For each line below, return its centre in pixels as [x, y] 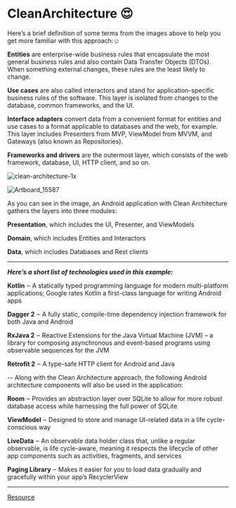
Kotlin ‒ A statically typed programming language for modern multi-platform [118, 285]
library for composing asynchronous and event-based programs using [109, 343]
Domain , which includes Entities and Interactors [77, 238]
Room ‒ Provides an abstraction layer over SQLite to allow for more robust [115, 398]
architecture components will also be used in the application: [95, 385]
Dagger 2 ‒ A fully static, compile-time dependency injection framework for [117, 314]
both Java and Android [40, 322]
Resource [21, 497]
